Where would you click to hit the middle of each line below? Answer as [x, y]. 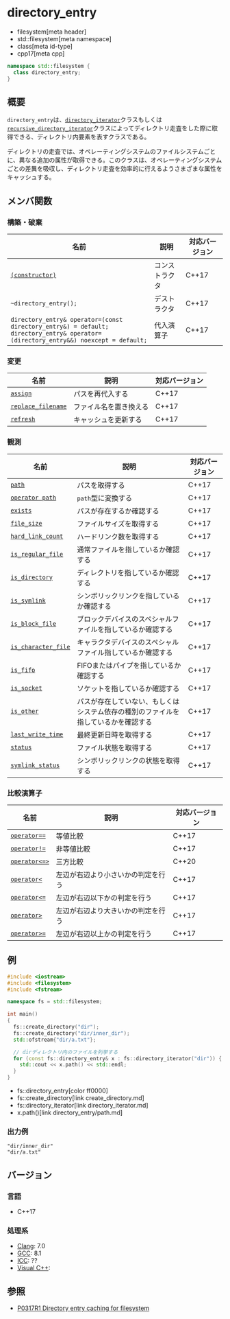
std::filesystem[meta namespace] [64, 38]
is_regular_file [37, 554]
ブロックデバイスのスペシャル [125, 619]
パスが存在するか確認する [118, 511]
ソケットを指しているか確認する [128, 688]
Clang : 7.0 [31, 1246]
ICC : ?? [27, 1261]
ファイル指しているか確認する [125, 652]
